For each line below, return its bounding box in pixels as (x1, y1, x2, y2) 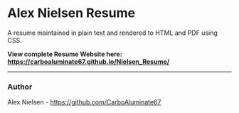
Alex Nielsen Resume (7, 5, 136, 21)
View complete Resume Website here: (7, 50, 122, 58)
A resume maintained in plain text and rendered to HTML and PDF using (7, 28, 218, 37)
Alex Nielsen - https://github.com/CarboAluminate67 (7, 98, 161, 107)
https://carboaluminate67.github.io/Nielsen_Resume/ (7, 57, 170, 65)
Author (7, 82, 33, 92)
